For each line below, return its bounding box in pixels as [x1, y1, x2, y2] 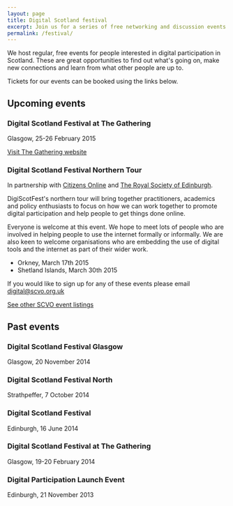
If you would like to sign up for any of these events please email [7, 280, 190, 288]
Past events [7, 320, 60, 332]
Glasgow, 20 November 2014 [7, 357, 91, 366]
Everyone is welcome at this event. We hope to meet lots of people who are [7, 223, 225, 231]
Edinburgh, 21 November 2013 [7, 491, 94, 499]
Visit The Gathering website [7, 147, 87, 156]
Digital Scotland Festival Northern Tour [7, 165, 142, 174]
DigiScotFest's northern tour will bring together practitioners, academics [7, 195, 216, 203]
